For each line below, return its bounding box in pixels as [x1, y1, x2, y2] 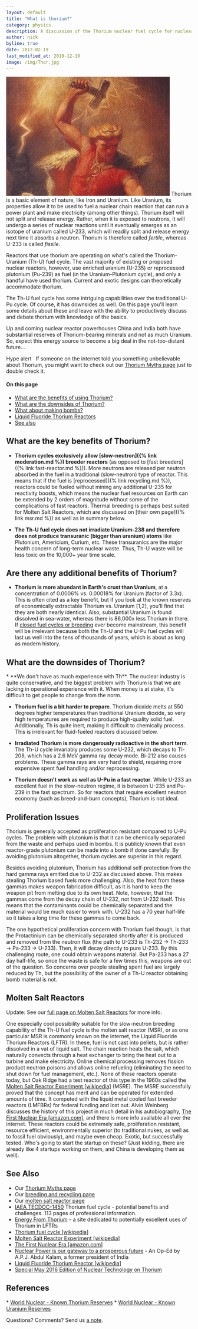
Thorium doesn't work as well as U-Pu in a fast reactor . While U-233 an [14, 776, 192, 783]
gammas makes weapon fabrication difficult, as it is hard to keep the [6, 883, 172, 890]
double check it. [6, 367, 45, 375]
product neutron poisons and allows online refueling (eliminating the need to [6, 1064, 192, 1071]
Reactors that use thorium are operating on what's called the [6, 251, 153, 259]
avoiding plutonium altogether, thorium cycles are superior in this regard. [6, 853, 183, 860]
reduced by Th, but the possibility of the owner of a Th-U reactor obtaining [6, 970, 188, 977]
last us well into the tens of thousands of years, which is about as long [14, 634, 186, 641]
